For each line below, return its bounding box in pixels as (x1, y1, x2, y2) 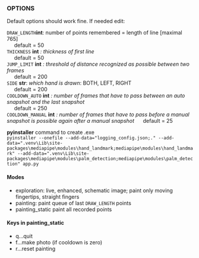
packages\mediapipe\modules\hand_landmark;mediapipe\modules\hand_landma (7, 145, 194, 152)
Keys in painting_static (7, 219, 65, 227)
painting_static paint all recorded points (15, 206, 112, 213)
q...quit (15, 232, 33, 240)
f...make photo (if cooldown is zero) (15, 238, 103, 246)
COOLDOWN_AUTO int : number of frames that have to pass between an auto (7, 92, 185, 99)
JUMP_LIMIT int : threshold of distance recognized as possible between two (7, 60, 189, 68)
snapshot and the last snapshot (7, 98, 85, 106)
